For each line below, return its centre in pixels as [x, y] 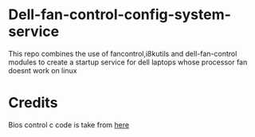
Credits [33, 103]
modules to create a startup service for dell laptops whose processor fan [128, 62]
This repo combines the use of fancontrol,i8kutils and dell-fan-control [123, 53]
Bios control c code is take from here [69, 124]
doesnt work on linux [43, 70]
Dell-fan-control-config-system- [120, 15]
